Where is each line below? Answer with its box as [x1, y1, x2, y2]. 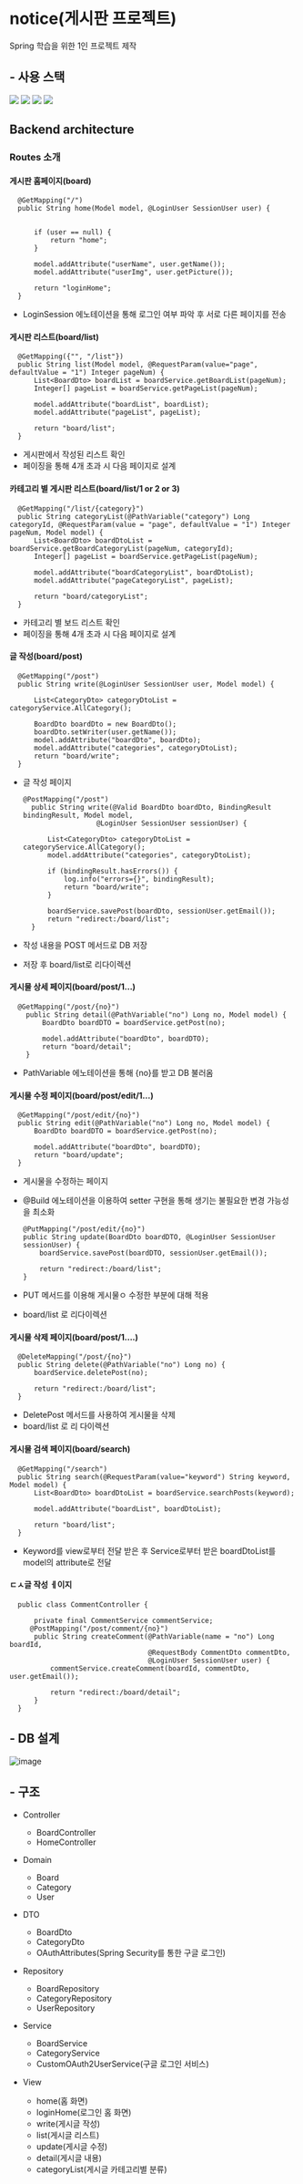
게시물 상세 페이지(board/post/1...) [9, 981, 136, 992]
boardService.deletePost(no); [33, 1369, 148, 1378]
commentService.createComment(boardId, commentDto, [49, 1663, 250, 1673]
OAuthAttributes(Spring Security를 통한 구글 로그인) [35, 1947, 226, 1958]
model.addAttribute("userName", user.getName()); [33, 260, 226, 269]
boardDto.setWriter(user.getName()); [33, 727, 177, 737]
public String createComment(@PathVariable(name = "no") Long [33, 1631, 275, 1641]
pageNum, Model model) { [9, 528, 104, 537]
